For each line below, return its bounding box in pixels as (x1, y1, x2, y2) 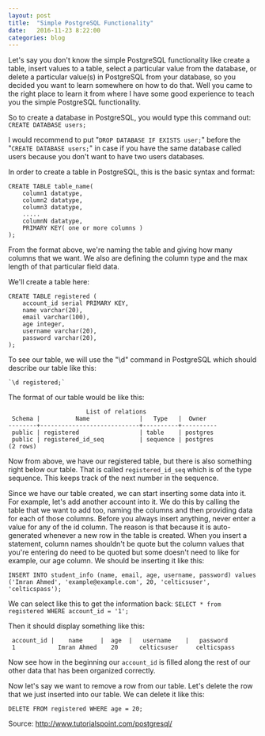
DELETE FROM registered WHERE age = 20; (8, 705, 144, 713)
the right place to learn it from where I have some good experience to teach (8, 89, 255, 99)
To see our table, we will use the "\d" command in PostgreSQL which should (8, 355, 257, 364)
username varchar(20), (22, 327, 97, 335)
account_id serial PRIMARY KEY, (22, 299, 129, 307)
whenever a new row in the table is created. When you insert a (43, 531, 248, 540)
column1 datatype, (22, 189, 83, 198)
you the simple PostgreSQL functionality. (8, 97, 141, 107)
